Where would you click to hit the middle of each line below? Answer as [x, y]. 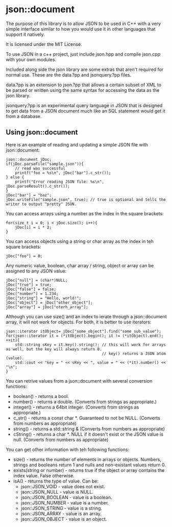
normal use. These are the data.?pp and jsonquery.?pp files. [69, 74]
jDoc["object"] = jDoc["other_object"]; [50, 303]
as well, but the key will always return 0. [54, 349]
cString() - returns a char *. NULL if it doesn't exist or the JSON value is [88, 434]
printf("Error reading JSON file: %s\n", [59, 182]
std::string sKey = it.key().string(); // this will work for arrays [91, 345]
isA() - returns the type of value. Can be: [56, 481]
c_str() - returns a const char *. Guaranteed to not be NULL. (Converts [87, 418]
